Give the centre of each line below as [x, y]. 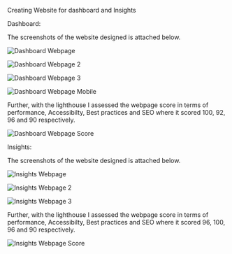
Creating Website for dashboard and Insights [72, 10]
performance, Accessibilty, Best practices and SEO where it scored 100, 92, [116, 112]
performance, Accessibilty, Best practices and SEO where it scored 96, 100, [116, 222]
